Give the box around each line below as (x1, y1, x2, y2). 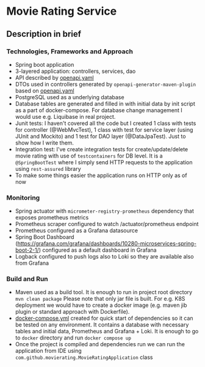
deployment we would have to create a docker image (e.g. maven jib (15, 301, 187, 309)
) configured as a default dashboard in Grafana (38, 246, 157, 254)
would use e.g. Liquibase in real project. (15, 113, 116, 120)
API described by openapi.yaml (15, 74, 94, 81)
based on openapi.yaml (15, 87, 74, 94)
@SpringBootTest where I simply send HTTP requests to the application (15, 158, 193, 166)
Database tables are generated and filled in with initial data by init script (15, 100, 195, 107)
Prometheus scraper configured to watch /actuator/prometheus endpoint (15, 221, 199, 228)
